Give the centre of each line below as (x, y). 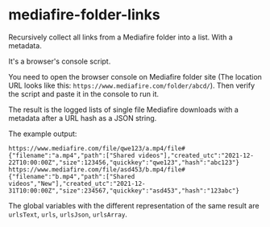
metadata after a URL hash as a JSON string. (83, 118)
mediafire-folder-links (84, 15)
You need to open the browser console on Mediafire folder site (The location (135, 76)
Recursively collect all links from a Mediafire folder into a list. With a (121, 37)
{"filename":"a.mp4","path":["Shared (72, 155)
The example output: (43, 134)
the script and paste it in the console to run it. (84, 93)
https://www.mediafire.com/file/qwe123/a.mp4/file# (97, 148)
